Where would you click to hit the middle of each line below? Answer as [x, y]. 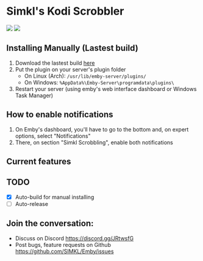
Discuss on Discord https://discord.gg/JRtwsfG [74, 238]
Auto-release [32, 204]
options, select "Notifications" [53, 136]
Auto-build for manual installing [55, 197]
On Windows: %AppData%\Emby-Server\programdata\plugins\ [99, 82]
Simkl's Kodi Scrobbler [65, 11]
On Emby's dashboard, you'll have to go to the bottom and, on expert [102, 129]
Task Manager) [34, 95]
